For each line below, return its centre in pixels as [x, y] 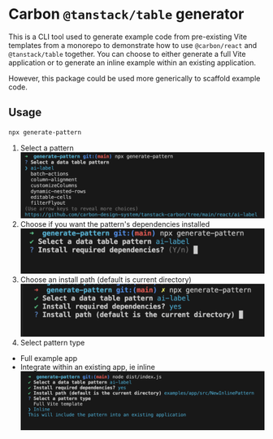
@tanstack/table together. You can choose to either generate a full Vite [127, 54]
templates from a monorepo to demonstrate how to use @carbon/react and [133, 45]
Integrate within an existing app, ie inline [88, 367]
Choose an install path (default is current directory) [106, 280]
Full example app [49, 358]
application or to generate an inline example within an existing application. [132, 63]
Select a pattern [47, 148]
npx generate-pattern [45, 132]
